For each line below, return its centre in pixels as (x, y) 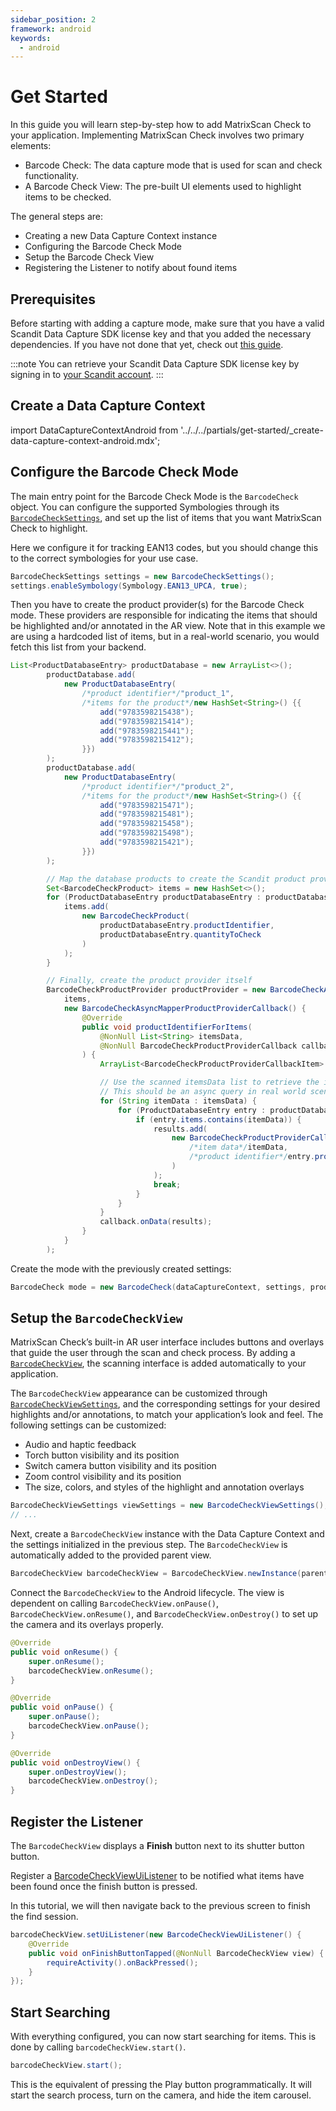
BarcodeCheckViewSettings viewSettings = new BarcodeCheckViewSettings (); (169, 1506)
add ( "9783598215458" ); (147, 824)
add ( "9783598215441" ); (147, 731)
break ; (167, 1184)
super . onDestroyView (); (78, 1772)
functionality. (51, 176)
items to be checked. (68, 197)
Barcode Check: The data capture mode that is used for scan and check (173, 165)
